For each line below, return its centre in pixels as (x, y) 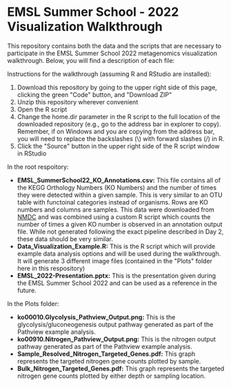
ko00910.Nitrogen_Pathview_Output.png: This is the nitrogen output (116, 339)
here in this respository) (51, 268)
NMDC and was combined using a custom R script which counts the (114, 217)
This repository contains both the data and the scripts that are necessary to (114, 46)
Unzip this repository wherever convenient (78, 102)
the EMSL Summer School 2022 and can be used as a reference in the (117, 283)
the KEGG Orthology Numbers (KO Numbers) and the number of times (117, 187)
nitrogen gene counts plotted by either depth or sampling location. (111, 376)
